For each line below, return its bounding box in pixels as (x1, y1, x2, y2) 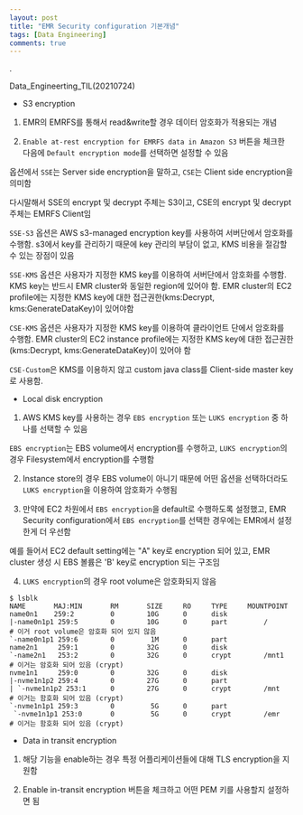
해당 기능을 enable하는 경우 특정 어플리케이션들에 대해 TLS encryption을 (22, 754, 281, 764)
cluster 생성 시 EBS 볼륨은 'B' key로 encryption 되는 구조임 (9, 557, 221, 567)
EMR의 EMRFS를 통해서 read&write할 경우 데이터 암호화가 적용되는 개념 (22, 117, 278, 127)
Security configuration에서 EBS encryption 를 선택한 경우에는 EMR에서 (22, 515, 276, 526)
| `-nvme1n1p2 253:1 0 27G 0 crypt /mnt (9, 684, 280, 694)
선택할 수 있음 (39, 424, 88, 435)
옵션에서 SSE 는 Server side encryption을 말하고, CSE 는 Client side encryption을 (9, 166, 293, 177)
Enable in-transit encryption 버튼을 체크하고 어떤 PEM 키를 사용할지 (22, 784, 266, 795)
